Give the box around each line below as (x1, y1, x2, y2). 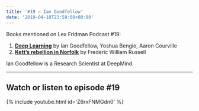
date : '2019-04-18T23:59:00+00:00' (6, 14, 94, 20)
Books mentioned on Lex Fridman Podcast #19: (6, 30, 121, 37)
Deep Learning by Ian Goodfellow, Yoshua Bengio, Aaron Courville (14, 42, 178, 49)
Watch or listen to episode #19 (6, 83, 120, 93)
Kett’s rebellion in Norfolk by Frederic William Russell (14, 48, 146, 55)
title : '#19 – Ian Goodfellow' (6, 8, 84, 15)
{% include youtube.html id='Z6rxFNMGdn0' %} (6, 99, 124, 106)
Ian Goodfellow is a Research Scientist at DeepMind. (6, 60, 134, 67)
